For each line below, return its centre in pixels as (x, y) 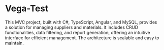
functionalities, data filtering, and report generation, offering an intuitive (78, 32)
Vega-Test (27, 9)
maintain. (14, 43)
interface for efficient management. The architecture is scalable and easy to (82, 38)
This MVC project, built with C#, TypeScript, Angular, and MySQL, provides (81, 22)
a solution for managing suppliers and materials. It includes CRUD (72, 27)
